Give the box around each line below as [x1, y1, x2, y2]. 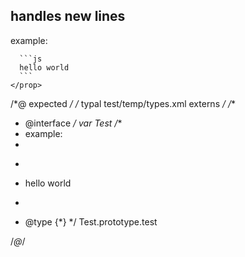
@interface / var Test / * [24, 117, 123, 129]
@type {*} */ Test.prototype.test [24, 215, 158, 228]
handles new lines [10, 8, 126, 25]
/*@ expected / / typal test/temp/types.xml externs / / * [10, 97, 237, 109]
